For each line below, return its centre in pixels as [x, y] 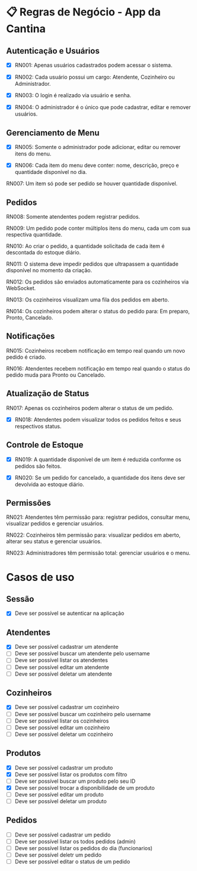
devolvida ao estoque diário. [49, 484]
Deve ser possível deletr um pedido [58, 855]
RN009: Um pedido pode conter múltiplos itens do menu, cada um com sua [99, 228]
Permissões [29, 503]
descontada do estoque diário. [44, 252]
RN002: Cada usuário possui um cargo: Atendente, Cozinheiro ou [95, 77]
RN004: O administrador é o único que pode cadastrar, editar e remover [103, 107]
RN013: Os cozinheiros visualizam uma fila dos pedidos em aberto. [88, 300]
